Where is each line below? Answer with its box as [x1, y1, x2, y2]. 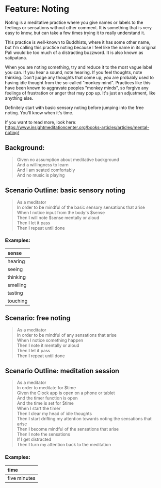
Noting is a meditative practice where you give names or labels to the [5, 19, 144, 25]
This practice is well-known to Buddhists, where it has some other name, [5, 39, 150, 45]
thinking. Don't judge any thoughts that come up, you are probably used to [5, 74, 154, 80]
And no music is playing [16, 172, 65, 178]
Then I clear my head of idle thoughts [16, 411, 92, 416]
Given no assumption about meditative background [16, 157, 119, 163]
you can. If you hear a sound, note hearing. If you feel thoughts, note [5, 69, 143, 75]
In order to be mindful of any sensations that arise [16, 332, 117, 338]
